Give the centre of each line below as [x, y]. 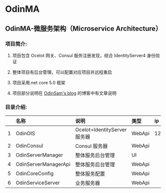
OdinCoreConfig [35, 174]
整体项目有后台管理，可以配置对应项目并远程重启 [62, 72]
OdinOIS [25, 133]
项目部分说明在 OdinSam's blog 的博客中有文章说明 [64, 93]
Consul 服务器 [91, 146]
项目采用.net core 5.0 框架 [39, 82]
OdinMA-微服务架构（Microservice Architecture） [83, 28]
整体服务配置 [90, 174]
